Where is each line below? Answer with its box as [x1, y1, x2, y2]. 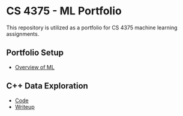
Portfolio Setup [6, 48, 64, 58]
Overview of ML [14, 63, 55, 71]
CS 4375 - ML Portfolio [6, 4, 122, 18]
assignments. [6, 30, 40, 37]
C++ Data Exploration [6, 81, 88, 91]
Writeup [14, 103, 35, 110]
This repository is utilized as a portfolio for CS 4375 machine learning [6, 24, 178, 31]
